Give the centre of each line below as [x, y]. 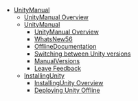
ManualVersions [57, 61]
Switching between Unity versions [82, 54]
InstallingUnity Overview [69, 83]
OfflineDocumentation [65, 46]
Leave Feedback [57, 68]
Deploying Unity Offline [67, 90]
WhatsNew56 [54, 39]
